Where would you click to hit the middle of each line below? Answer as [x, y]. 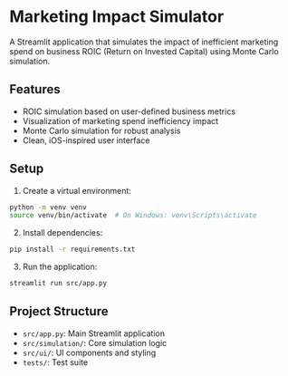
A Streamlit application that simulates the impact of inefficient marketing [144, 42]
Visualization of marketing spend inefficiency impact [120, 121]
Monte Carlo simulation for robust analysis [101, 130]
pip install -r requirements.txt [72, 250]
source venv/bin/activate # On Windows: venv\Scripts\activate [133, 216]
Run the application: [60, 267]
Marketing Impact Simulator [117, 17]
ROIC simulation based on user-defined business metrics [129, 111]
